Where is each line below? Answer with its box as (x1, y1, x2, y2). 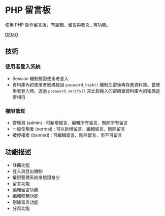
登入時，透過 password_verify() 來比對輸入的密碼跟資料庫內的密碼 (21, 87, 156, 94)
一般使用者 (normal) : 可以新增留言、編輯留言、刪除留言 (12, 126, 126, 131)
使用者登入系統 (5, 63, 41, 70)
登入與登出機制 (12, 168, 43, 174)
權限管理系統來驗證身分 (12, 174, 60, 180)
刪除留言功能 (12, 199, 38, 205)
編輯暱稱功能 (12, 193, 38, 199)
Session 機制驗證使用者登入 (12, 75, 69, 82)
